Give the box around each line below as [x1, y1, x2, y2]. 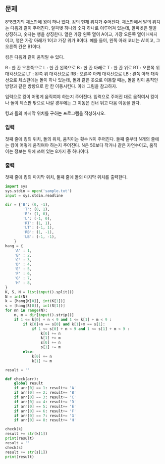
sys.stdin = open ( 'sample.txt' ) [5, 188, 72, 194]
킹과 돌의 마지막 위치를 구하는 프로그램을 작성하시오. [5, 110, 106, 116]
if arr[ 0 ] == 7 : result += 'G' [14, 413, 77, 418]
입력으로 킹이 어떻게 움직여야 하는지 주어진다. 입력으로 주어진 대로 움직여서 [5, 93, 150, 99]
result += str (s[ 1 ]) [5, 450, 48, 455]
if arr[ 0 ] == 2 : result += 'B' [14, 390, 77, 395]
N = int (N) [5, 294, 28, 299]
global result [14, 381, 43, 386]
